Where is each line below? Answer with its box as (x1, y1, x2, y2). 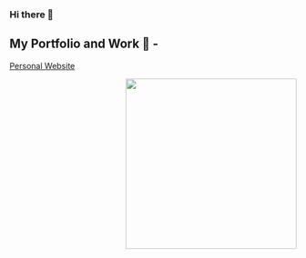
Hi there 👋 (9, 8, 55, 21)
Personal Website (9, 60, 76, 71)
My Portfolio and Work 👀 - (9, 36, 159, 52)
